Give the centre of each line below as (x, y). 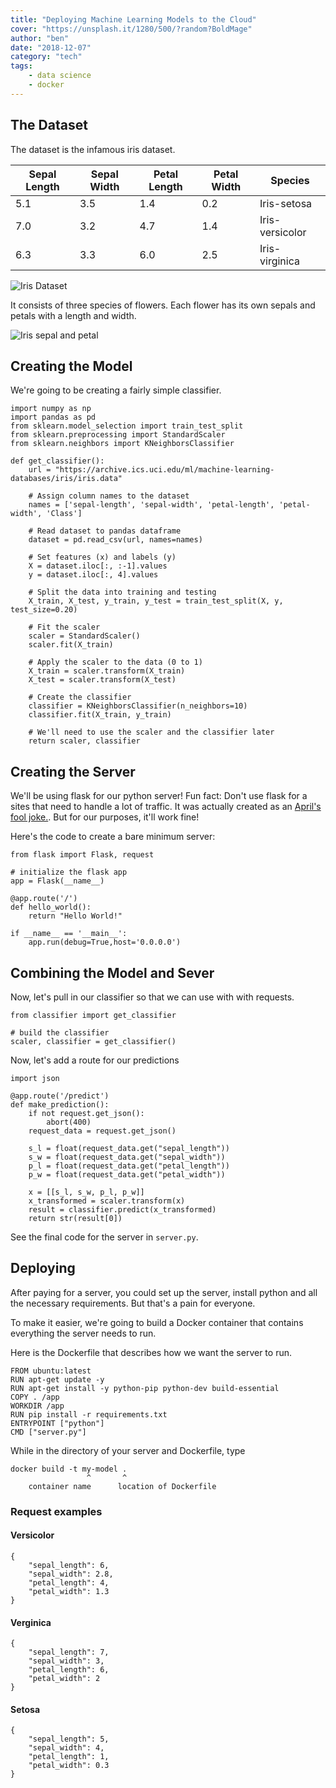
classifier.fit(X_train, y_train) (100, 715)
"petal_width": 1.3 (69, 1591)
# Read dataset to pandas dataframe (105, 531)
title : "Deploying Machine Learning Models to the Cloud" (133, 19)
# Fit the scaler (64, 627)
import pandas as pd (53, 417)
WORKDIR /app (37, 1406)
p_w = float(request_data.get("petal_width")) (127, 1175)
